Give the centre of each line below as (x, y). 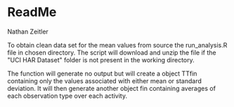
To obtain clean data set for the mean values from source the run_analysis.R (117, 45)
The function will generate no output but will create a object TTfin (102, 73)
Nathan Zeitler (28, 31)
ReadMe (32, 12)
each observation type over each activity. (67, 96)
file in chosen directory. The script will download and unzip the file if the (112, 52)
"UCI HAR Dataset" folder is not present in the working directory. (101, 59)
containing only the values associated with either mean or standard (105, 80)
